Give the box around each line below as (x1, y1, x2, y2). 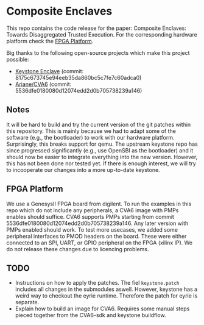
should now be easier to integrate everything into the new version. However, (6, 153, 198, 160)
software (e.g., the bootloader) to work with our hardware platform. (6, 134, 175, 141)
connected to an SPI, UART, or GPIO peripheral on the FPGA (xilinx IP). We (6, 239, 193, 246)
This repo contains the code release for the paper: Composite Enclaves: (6, 24, 187, 32)
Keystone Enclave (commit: (15, 67, 84, 74)
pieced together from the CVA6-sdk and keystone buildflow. (15, 312, 166, 319)
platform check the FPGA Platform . (6, 37, 94, 45)
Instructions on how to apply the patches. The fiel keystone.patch (15, 279, 180, 287)
